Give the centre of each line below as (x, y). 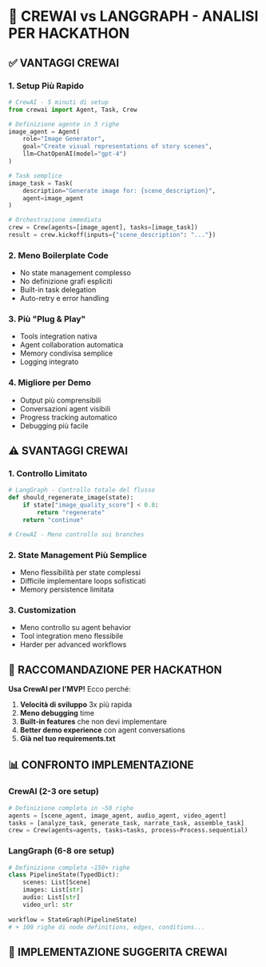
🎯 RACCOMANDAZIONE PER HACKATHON (115, 670)
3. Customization (42, 610)
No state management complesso (75, 273)
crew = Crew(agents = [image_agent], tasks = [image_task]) (103, 227)
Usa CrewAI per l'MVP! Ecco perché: (69, 689)
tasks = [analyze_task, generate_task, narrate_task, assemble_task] (127, 823)
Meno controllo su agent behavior (75, 628)
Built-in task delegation (58, 290)
